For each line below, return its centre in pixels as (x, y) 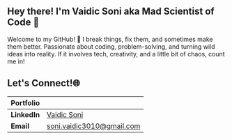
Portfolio (25, 102)
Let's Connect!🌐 (44, 83)
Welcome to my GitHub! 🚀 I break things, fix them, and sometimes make (110, 39)
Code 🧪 (23, 23)
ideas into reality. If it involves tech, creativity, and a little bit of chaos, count (116, 54)
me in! (16, 61)
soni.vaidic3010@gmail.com (93, 126)
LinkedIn (25, 114)
